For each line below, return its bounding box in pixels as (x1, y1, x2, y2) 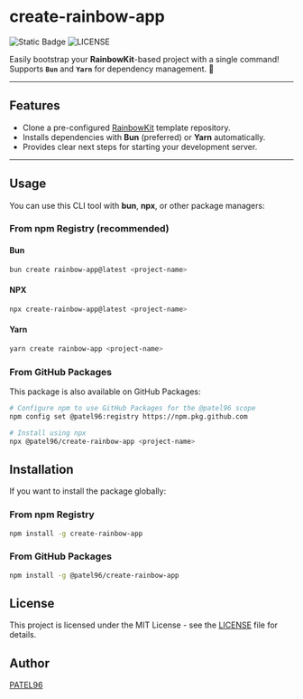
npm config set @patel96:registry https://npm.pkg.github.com (9, 411, 248, 421)
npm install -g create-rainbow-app (9, 529, 143, 538)
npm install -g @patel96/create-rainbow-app (9, 571, 179, 580)
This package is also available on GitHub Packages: (9, 386, 201, 397)
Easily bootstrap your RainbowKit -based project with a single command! (9, 53, 280, 64)
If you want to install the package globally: (9, 486, 167, 496)
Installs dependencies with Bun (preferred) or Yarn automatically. (22, 131, 266, 142)
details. (9, 629, 37, 640)
